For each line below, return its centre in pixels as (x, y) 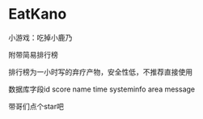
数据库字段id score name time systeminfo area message (102, 89)
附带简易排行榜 (33, 54)
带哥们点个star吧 (36, 106)
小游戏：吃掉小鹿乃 (40, 37)
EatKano (38, 14)
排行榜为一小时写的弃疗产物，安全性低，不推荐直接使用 (100, 72)
